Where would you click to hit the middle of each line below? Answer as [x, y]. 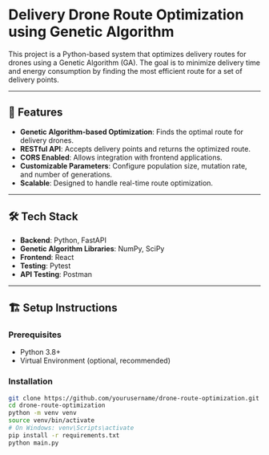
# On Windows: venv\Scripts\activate [71, 428]
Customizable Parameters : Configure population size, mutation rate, [133, 165]
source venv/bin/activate [51, 420]
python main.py [34, 443]
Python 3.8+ [40, 352]
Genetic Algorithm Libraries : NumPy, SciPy [92, 248]
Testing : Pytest [45, 266]
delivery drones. [47, 140]
